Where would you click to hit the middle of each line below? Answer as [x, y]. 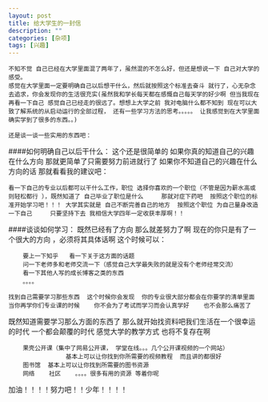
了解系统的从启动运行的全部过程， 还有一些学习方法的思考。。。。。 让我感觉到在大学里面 [137, 112]
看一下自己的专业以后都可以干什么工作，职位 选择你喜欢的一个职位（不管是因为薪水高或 [132, 188]
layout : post [30, 16]
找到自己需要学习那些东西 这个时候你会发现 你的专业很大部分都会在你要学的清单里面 [132, 297]
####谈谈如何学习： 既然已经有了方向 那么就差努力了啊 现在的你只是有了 [129, 230]
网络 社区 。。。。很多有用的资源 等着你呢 [91, 374]
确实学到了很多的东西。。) [43, 120]
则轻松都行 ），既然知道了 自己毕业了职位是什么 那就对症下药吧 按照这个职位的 [130, 197]
